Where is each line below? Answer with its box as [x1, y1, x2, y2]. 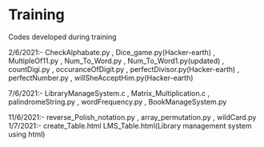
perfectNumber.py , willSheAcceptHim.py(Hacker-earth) [8, 73, 194, 82]
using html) [8, 129, 46, 139]
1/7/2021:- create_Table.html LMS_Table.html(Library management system [8, 121, 252, 130]
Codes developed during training [8, 32, 117, 42]
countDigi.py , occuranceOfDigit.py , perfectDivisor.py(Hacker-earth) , [8, 64, 240, 73]
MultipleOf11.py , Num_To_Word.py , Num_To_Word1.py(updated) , [8, 56, 225, 66]
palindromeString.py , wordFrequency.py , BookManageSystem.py [8, 97, 227, 106]
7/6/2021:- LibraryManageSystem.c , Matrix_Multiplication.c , [8, 88, 210, 97]
